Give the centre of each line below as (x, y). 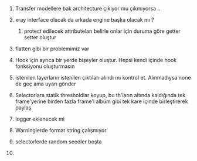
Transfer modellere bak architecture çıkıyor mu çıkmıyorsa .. (88, 8)
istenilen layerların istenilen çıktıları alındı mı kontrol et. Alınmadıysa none (103, 78)
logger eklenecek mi (40, 119)
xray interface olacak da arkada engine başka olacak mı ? (84, 20)
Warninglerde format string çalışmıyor (61, 130)
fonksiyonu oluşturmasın (45, 66)
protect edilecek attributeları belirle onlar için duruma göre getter (102, 31)
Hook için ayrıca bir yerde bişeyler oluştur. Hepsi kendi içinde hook (96, 60)
